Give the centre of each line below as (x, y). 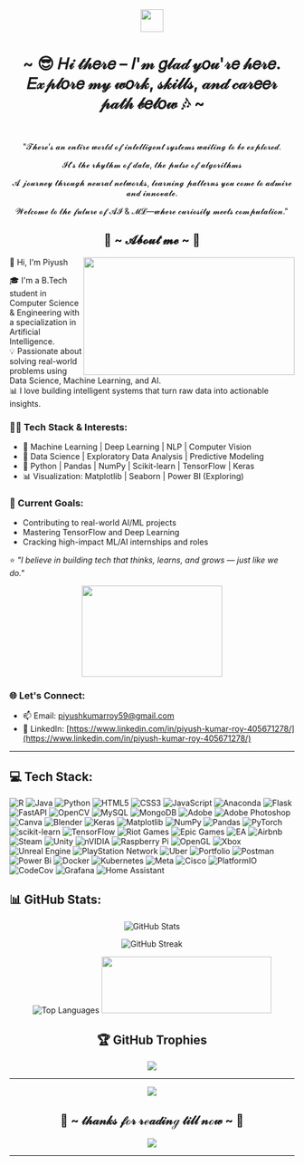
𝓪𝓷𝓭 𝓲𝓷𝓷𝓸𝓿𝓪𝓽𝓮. (152, 193)
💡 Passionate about (46, 351)
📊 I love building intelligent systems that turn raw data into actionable (139, 390)
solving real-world (43, 361)
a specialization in (43, 322)
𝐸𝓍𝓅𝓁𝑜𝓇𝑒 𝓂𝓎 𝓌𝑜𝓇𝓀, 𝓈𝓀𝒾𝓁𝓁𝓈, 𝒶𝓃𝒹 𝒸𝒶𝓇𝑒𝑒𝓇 (152, 84)
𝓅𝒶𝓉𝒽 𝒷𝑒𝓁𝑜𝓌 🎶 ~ (152, 104)
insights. (25, 403)
